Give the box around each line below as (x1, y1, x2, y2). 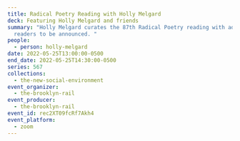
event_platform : (7, 116, 56, 123)
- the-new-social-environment (14, 76, 104, 84)
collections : (7, 70, 46, 77)
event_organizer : (7, 83, 59, 90)
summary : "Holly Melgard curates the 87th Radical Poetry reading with (7, 23, 225, 31)
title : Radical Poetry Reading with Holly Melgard (7, 10, 161, 18)
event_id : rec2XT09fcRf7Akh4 (7, 110, 94, 117)
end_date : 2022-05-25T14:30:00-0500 (7, 57, 116, 64)
